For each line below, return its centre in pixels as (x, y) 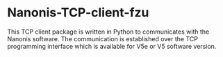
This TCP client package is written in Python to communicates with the (108, 32)
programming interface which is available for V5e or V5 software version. (112, 46)
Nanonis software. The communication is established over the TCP (102, 38)
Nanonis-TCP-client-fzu (78, 13)
